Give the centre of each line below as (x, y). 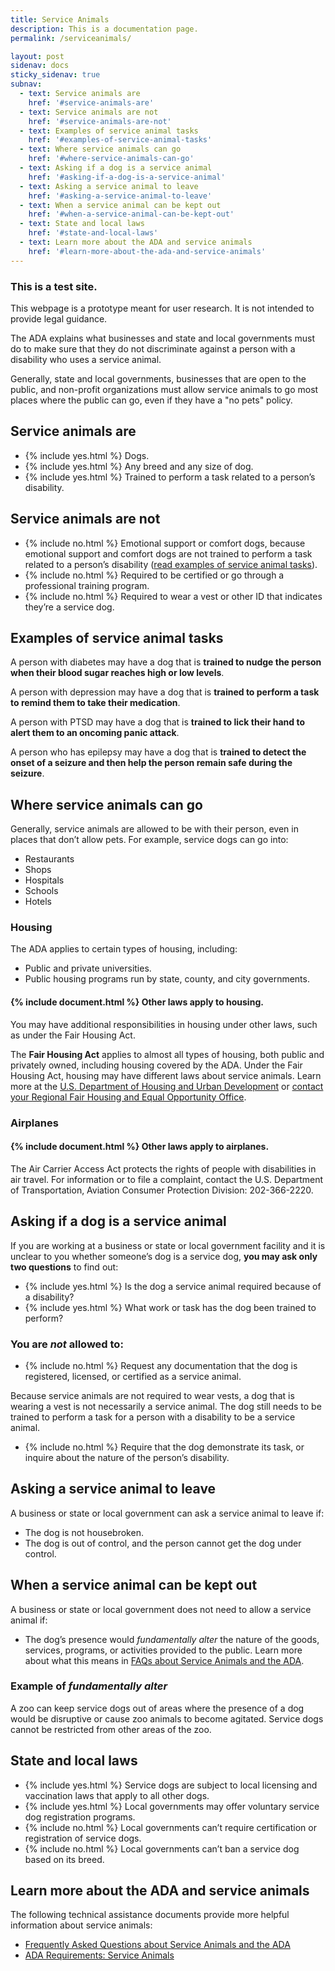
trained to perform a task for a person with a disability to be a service (153, 1417)
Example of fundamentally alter (89, 1686)
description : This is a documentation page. (104, 29)
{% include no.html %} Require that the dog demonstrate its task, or (164, 1447)
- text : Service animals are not (89, 112)
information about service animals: (81, 1925)
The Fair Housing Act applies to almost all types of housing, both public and (167, 1054)
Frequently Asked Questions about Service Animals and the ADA (157, 1945)
